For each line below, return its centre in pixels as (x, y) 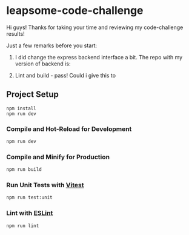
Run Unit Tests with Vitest (45, 185)
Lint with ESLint (30, 213)
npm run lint (23, 226)
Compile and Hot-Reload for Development (69, 129)
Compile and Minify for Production (58, 157)
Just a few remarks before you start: (52, 45)
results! (16, 33)
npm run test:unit (29, 197)
